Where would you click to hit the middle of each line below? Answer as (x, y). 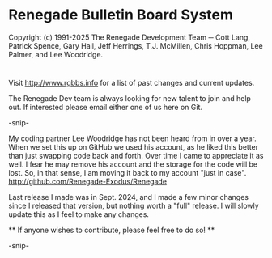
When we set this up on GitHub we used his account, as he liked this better (134, 147)
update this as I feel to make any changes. (79, 214)
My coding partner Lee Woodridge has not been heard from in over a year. (132, 138)
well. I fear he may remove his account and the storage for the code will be (133, 164)
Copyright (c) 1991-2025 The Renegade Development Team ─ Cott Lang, (130, 37)
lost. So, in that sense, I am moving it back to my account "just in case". (127, 173)
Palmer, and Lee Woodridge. (56, 54)
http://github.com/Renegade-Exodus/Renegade (88, 182)
